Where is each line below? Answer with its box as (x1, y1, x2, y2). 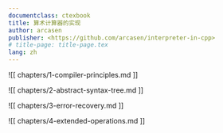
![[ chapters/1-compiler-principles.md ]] (8, 70, 139, 79)
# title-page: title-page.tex (8, 41, 109, 49)
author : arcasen (8, 26, 62, 34)
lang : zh (8, 48, 37, 56)
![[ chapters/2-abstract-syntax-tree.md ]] (8, 85, 144, 95)
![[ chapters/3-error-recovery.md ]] (8, 101, 124, 110)
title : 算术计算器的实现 (8, 19, 81, 27)
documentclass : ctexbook (8, 11, 91, 20)
